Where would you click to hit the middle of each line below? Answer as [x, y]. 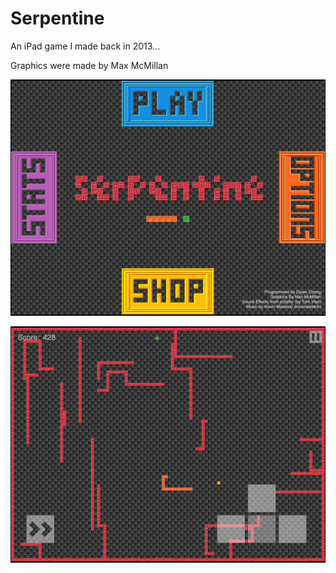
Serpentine [57, 18]
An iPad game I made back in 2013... [85, 46]
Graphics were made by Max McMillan [89, 65]
